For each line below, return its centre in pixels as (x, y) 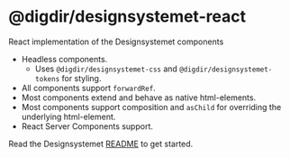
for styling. (82, 78)
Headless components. (64, 59)
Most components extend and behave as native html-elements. (139, 98)
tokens (47, 79)
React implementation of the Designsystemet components (116, 42)
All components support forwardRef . (89, 88)
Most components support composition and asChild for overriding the (151, 107)
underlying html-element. (68, 116)
